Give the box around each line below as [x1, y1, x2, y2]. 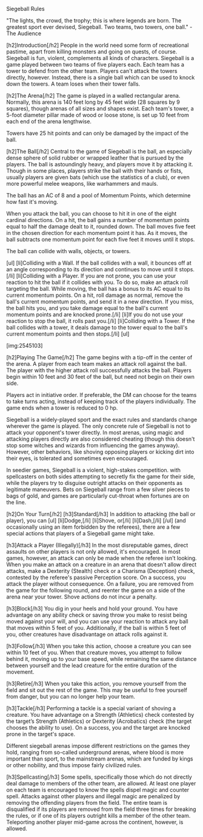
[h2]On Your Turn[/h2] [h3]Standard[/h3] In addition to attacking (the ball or [6, 510, 196, 518]
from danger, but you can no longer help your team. [6, 693, 135, 700]
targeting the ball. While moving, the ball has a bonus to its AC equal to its [6, 285, 190, 292]
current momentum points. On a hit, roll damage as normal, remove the [6, 291, 184, 299]
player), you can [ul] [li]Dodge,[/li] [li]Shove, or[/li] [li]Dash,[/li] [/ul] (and [6, 517, 186, 524]
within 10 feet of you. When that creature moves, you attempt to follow [6, 649, 182, 656]
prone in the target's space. [6, 731, 76, 737]
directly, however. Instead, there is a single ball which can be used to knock [6, 74, 195, 81]
